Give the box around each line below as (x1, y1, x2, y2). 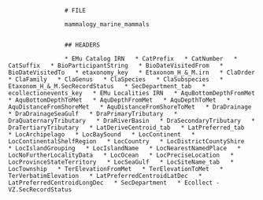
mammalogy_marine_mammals (64, 20, 150, 28)
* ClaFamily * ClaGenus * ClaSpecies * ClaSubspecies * (8, 76, 224, 83)
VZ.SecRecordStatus (8, 186, 72, 194)
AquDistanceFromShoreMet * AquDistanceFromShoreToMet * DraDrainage (8, 103, 252, 111)
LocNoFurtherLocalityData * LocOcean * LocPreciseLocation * (8, 151, 235, 159)
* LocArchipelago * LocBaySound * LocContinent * (8, 131, 195, 139)
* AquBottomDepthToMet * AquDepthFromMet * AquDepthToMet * (8, 96, 231, 104)
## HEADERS (64, 41, 101, 49)
